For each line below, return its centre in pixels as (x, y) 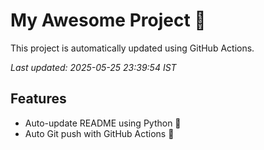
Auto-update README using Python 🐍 (103, 123)
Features (38, 99)
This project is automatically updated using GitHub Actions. (132, 48)
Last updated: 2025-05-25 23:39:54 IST (93, 67)
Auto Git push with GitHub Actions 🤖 (99, 133)
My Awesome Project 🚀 (108, 20)
